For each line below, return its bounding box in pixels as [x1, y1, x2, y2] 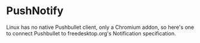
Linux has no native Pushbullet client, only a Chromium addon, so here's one [6, 24, 195, 31]
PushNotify [6, 4, 64, 18]
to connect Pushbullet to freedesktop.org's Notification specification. [6, 29, 176, 37]
